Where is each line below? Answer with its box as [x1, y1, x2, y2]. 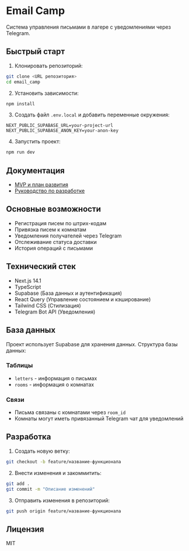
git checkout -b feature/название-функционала [6, 459, 121, 464]
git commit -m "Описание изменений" [6, 486, 95, 492]
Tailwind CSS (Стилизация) [14, 302, 82, 309]
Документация [6, 166, 65, 175]
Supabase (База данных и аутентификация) [14, 290, 123, 297]
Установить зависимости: [14, 89, 79, 97]
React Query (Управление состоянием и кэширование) [14, 295, 151, 302]
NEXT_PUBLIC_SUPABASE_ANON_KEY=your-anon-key [6, 128, 118, 134]
